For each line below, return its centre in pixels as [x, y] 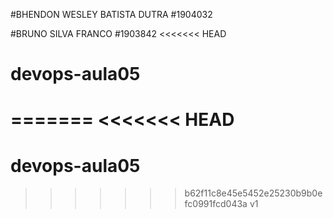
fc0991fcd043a [216, 204]
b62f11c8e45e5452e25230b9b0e [253, 193]
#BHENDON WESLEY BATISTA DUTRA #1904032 [111, 14]
